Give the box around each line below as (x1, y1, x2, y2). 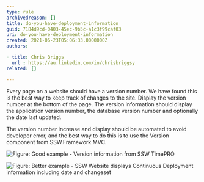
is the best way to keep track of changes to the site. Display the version (6, 94, 186, 101)
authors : (6, 43, 29, 49)
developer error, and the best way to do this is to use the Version (6, 132, 169, 139)
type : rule (6, 9, 34, 15)
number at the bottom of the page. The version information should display (6, 100, 192, 107)
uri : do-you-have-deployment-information (6, 32, 114, 38)
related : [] (6, 65, 37, 71)
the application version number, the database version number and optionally (6, 107, 199, 114)
